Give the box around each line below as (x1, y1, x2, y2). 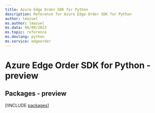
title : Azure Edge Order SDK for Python (5, 7, 89, 12)
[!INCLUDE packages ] (5, 102, 49, 108)
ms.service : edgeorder (5, 39, 51, 44)
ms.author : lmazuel (5, 20, 45, 26)
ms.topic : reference (5, 30, 47, 35)
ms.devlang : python (5, 35, 45, 39)
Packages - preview (5, 90, 67, 98)
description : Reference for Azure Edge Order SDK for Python (5, 12, 132, 17)
